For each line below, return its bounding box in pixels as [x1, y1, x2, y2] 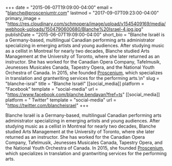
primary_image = [5, 15, 41, 21]
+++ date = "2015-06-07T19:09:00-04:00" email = [5, 5, 113, 10]
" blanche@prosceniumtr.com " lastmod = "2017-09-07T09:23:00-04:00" [5, 10, 159, 16]
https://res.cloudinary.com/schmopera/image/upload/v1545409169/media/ [7, 20, 166, 27]
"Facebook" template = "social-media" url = [5, 86, 99, 92]
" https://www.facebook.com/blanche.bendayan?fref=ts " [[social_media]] [5, 92, 160, 97]
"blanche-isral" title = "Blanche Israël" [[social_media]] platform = [5, 80, 145, 87]
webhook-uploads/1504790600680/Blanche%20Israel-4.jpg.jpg [5, 26, 142, 32]
